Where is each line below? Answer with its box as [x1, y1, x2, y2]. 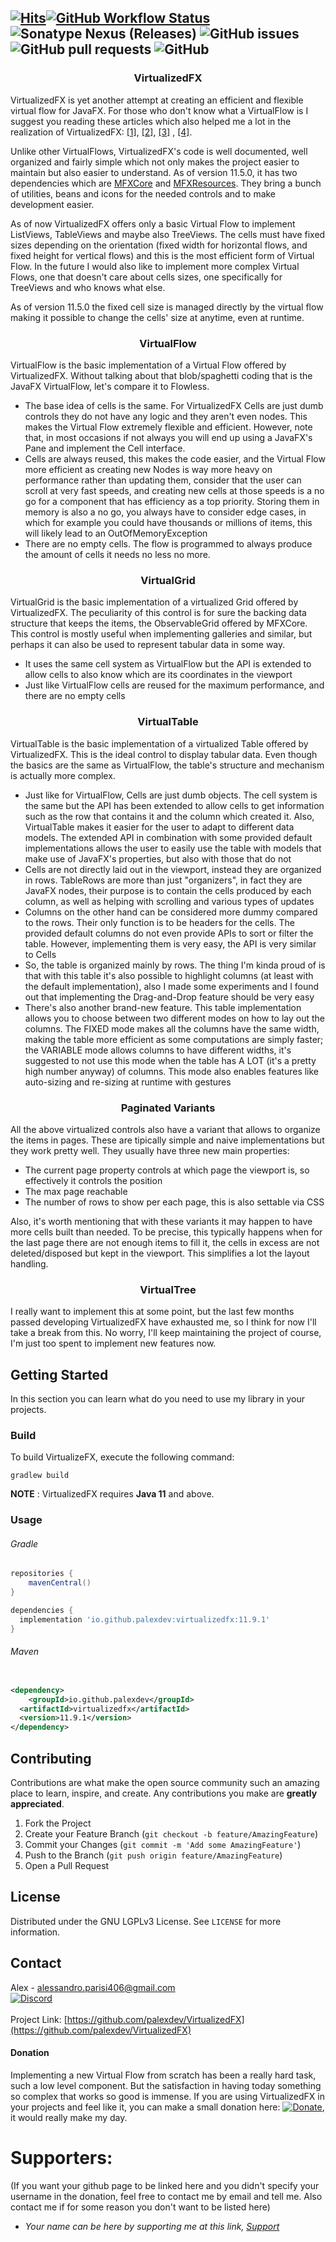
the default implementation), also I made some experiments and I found [24, 980, 320, 992]
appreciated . [10, 1798, 65, 1810]
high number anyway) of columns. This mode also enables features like [24, 1065, 320, 1077]
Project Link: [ [10, 2013, 68, 2025]
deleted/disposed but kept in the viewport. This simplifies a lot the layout [10, 1247, 310, 1259]
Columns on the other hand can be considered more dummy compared [24, 906, 318, 918]
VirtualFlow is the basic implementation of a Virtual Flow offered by [10, 359, 287, 371]
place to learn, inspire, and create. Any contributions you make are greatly [10, 1787, 318, 1800]
